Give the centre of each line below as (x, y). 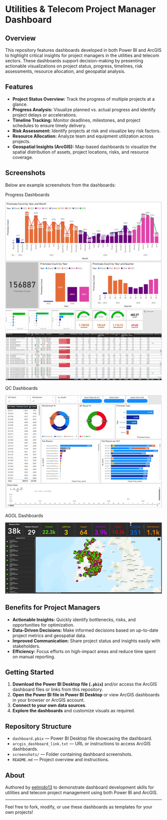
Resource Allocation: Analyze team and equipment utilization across (83, 136)
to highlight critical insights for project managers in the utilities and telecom (82, 55)
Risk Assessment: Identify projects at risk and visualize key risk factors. (86, 131)
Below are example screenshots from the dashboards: (60, 185)
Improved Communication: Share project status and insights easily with (86, 641)
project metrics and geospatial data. (49, 635)
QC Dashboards (22, 388)
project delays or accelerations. (45, 115)
